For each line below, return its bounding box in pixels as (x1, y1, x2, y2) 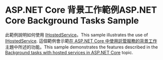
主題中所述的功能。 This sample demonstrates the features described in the (5, 44, 158, 50)
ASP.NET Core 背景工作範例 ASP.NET (5, 4, 157, 16)
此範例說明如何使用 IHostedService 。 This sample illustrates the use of (5, 32, 148, 38)
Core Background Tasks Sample (5, 15, 139, 26)
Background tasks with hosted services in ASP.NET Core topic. (5, 49, 133, 55)
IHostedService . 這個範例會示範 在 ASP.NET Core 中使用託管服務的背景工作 (5, 38, 157, 44)
